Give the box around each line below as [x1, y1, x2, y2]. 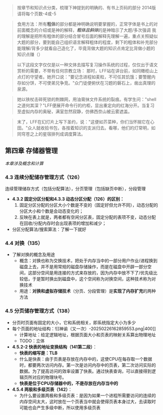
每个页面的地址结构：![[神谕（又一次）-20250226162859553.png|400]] [12, 326, 156, 331]
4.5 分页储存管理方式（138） [5, 308, 73, 314]
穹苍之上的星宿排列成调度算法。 [21, 131, 86, 137]
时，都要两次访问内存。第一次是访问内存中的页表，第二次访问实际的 [19, 362, 156, 368]
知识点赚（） [17, 52, 43, 57]
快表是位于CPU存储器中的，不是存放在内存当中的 [19, 380, 118, 386]
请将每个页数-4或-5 [17, 11, 57, 17]
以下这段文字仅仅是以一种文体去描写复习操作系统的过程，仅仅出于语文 [17, 62, 158, 68]
